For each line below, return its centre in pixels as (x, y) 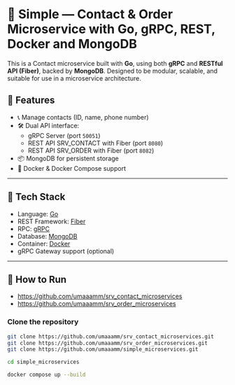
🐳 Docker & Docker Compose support (71, 168)
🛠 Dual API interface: (48, 125)
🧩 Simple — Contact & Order (90, 14)
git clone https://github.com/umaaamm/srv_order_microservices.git (108, 343)
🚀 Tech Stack (36, 197)
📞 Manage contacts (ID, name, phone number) (83, 117)
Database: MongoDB (47, 236)
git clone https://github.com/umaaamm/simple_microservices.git (103, 349)
